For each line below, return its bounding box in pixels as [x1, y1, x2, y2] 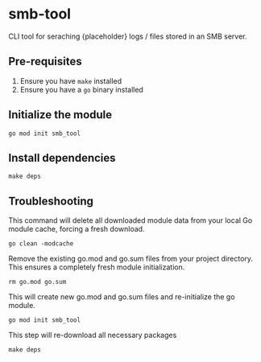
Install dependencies [8, 150, 116, 165]
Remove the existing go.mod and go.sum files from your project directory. [8, 254, 254, 264]
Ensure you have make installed [19, 76, 122, 85]
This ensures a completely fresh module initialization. [8, 262, 185, 272]
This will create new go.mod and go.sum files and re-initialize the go [8, 292, 235, 302]
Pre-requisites [8, 55, 82, 68]
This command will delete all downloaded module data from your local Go [8, 216, 253, 225]
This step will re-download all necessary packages [8, 331, 177, 340]
